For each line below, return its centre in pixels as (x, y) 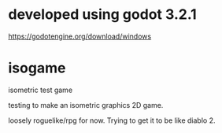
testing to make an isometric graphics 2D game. (86, 105)
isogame (37, 68)
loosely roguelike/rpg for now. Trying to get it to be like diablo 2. (112, 120)
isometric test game (41, 90)
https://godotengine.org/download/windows (80, 36)
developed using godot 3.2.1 (102, 15)
